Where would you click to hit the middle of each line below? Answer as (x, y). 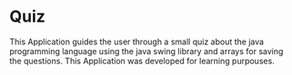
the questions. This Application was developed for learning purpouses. (142, 61)
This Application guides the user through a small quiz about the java (137, 42)
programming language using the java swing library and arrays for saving (146, 51)
